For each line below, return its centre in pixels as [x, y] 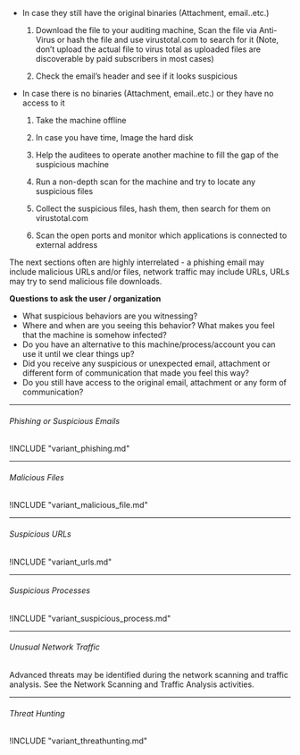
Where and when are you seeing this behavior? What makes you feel [148, 325]
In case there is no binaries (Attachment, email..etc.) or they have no [148, 93]
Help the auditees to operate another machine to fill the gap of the [157, 155]
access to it [43, 103]
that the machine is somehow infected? [94, 335]
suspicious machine [72, 164]
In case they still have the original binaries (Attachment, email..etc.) [146, 13]
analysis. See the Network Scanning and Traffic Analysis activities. [132, 684]
